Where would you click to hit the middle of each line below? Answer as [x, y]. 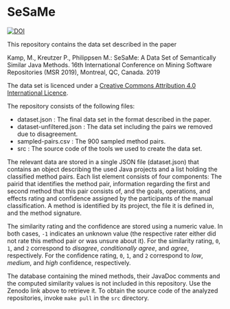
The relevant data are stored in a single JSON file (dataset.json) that [103, 161]
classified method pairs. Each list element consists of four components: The [114, 176]
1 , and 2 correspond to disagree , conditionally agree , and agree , [98, 248]
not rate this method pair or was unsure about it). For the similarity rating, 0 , [114, 240]
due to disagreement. [47, 134]
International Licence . [38, 93]
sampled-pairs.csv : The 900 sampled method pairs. [91, 141]
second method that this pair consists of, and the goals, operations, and [109, 191]
